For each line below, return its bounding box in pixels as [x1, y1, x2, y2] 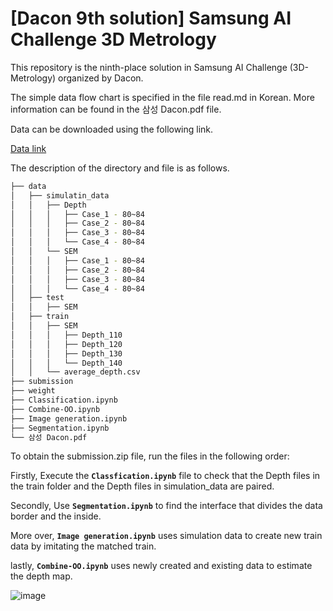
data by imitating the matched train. [10, 540, 157, 552]
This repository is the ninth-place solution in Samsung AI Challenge [10, 61, 288, 73]
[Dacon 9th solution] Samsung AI [10, 7, 292, 30]
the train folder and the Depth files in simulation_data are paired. [10, 480, 275, 492]
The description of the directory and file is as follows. [10, 162, 230, 174]
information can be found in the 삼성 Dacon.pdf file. [10, 103, 222, 115]
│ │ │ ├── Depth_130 [10, 348, 123, 359]
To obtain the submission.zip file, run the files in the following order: [10, 450, 290, 462]
